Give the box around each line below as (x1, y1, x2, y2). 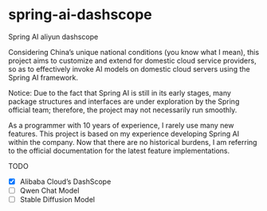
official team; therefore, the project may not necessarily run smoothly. (8, 105, 238, 115)
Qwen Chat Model (19, 186, 80, 195)
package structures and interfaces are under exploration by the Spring (8, 96, 240, 106)
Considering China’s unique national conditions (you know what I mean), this (8, 47, 260, 57)
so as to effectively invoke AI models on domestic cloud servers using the (8, 64, 250, 73)
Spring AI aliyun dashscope (8, 32, 99, 41)
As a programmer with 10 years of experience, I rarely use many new (8, 120, 234, 130)
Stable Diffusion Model (19, 195, 96, 205)
